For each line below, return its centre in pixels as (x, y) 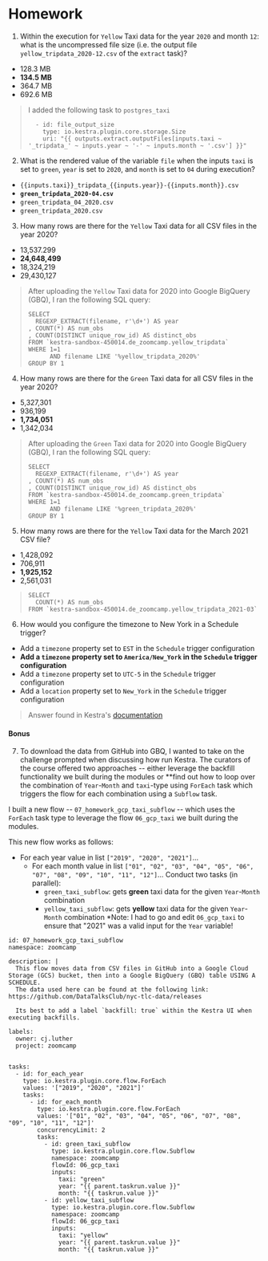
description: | (34, 962)
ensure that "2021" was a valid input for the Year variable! (138, 926)
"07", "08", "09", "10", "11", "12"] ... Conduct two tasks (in (135, 875)
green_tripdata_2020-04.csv (66, 193)
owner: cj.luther (44, 1039)
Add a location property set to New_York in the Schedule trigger (123, 690)
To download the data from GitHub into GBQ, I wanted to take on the (132, 751)
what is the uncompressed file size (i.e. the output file (108, 44)
